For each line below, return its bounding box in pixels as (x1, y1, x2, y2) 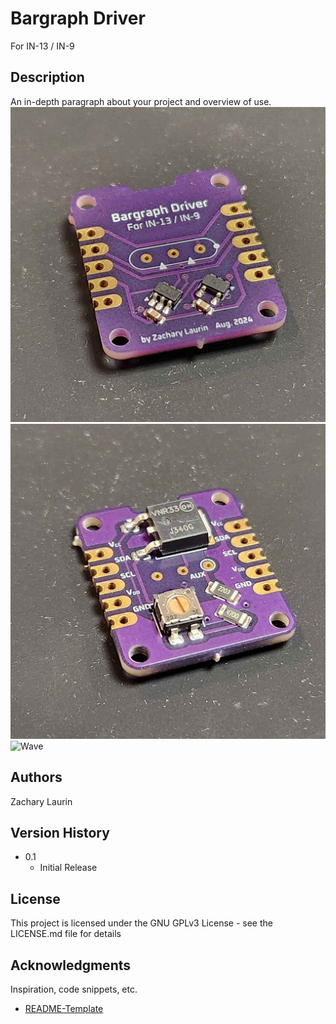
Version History (10, 824, 110, 841)
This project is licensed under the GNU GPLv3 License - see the (10, 917, 273, 929)
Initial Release (39, 862, 98, 874)
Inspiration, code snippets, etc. (10, 983, 138, 995)
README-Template (24, 1003, 104, 1014)
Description (10, 69, 85, 86)
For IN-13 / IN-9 (10, 40, 75, 52)
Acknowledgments (10, 957, 132, 974)
